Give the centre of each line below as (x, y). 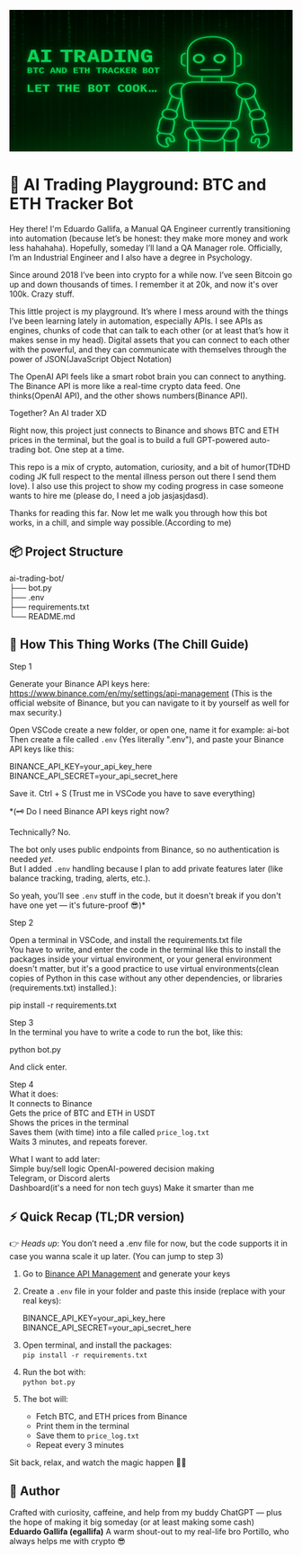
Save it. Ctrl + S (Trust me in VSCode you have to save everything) (133, 793)
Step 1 (21, 666)
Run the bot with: (54, 1373)
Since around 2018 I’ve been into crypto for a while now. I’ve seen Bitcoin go (151, 274)
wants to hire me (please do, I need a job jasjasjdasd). (109, 495)
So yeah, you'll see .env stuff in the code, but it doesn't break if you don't (145, 895)
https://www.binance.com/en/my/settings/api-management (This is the (141, 693)
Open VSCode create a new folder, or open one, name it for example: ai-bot (149, 730)
